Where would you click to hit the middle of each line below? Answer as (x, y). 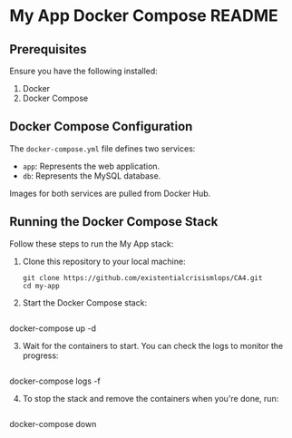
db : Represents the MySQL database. (92, 175)
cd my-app (41, 286)
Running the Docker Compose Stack (114, 222)
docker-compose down (53, 423)
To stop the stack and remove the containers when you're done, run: (151, 398)
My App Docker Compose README (144, 16)
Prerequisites (48, 49)
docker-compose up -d (53, 328)
